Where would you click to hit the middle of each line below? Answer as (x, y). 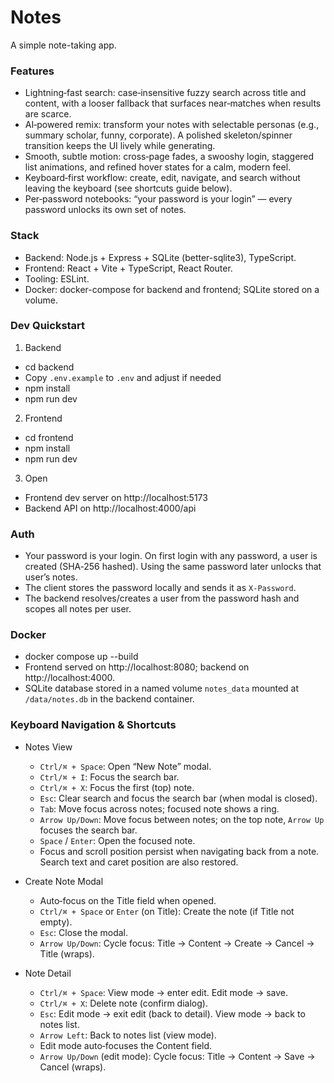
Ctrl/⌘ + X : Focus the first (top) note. (117, 787)
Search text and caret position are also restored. (139, 862)
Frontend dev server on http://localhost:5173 (116, 497)
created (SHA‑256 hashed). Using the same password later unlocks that (173, 567)
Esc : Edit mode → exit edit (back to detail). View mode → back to (172, 1013)
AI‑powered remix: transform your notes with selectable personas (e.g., (172, 125)
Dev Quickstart (48, 326)
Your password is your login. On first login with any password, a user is (171, 556)
